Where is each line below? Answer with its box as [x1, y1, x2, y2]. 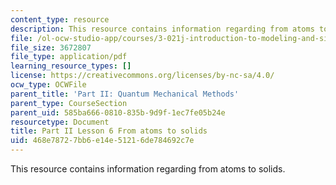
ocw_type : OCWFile [10, 80, 87, 90]
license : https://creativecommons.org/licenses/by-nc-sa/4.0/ [10, 71, 275, 81]
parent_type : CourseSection [10, 98, 128, 108]
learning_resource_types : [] [10, 61, 132, 71]
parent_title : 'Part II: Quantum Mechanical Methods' [10, 89, 240, 99]
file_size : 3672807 [10, 42, 92, 53]
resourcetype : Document [10, 117, 110, 127]
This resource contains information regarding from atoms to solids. [10, 163, 286, 175]
